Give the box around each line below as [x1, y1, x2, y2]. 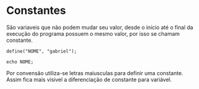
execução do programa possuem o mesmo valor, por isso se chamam [6, 30, 180, 37]
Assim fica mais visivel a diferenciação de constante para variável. [6, 76, 172, 83]
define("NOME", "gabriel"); [6, 48, 77, 54]
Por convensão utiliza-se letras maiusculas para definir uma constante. [6, 69, 183, 76]
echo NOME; [6, 59, 34, 65]
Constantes [6, 4, 67, 18]
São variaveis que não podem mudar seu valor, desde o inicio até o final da [6, 24, 194, 31]
